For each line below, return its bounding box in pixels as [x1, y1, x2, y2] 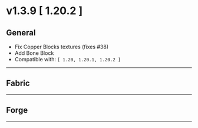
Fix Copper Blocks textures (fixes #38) [14, 43, 109, 50]
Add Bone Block [14, 50, 54, 57]
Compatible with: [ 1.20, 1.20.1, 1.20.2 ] [14, 56, 121, 63]
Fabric [6, 78, 31, 88]
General [6, 28, 37, 38]
